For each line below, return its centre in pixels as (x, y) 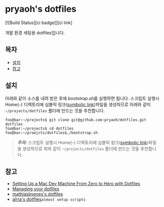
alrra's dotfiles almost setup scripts (49, 199)
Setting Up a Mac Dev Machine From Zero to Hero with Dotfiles (76, 184)
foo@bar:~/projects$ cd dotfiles (39, 129)
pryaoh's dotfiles (41, 9)
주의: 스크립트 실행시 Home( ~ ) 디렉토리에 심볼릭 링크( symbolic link (82, 142)
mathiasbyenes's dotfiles (37, 194)
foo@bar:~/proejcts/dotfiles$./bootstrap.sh (51, 133)
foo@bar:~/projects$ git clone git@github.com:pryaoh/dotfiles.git (76, 120)
